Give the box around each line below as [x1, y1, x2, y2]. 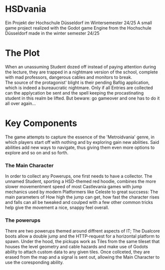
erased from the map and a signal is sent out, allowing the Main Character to [5, 254, 160, 260]
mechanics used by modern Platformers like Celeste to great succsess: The [5, 189, 158, 195]
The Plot [5, 48, 40, 59]
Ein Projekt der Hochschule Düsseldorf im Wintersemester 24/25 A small [5, 20, 152, 26]
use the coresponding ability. [5, 260, 64, 266]
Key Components [5, 118, 78, 129]
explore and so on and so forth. [5, 149, 69, 156]
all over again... [5, 100, 36, 106]
